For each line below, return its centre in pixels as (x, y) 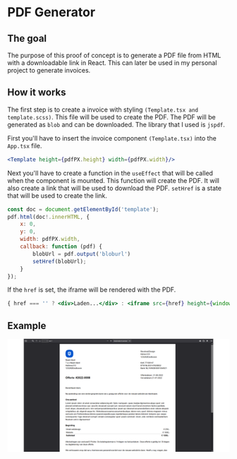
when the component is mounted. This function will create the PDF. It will (114, 180)
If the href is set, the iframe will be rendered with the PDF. (92, 290)
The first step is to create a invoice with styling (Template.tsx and (103, 109)
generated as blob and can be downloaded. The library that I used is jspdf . (116, 124)
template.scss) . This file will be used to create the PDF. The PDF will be (112, 117)
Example (27, 326)
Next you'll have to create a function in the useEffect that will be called (110, 173)
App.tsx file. (25, 145)
